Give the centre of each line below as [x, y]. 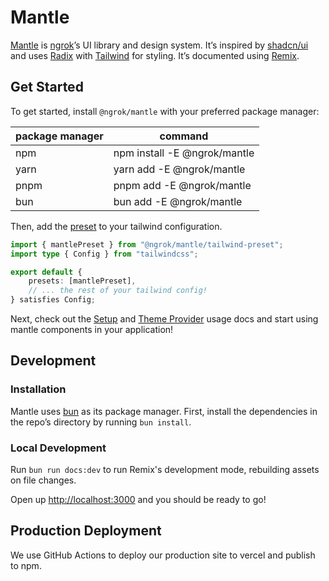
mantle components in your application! [92, 329]
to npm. [26, 565]
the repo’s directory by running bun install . [101, 422]
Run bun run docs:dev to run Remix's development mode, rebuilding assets [165, 469]
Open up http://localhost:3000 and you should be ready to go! [138, 499]
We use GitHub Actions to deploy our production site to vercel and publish [163, 555]
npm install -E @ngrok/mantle [184, 153]
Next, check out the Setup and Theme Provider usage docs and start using [164, 319]
